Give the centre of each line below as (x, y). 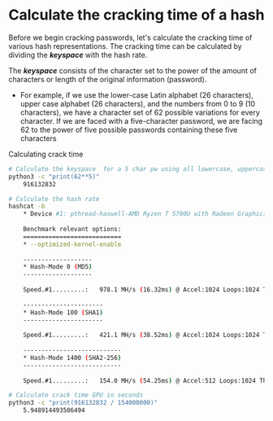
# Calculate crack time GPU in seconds (76, 395)
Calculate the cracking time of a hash (136, 15)
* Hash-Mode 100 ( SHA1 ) (63, 312)
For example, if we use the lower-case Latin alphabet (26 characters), (137, 94)
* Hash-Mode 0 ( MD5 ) (58, 267)
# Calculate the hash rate (54, 199)
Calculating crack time (46, 154)
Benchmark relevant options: (72, 230)
